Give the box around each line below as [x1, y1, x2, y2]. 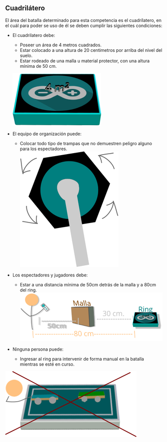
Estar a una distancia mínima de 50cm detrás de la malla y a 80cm [19, 281, 156, 287]
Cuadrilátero [5, 4, 45, 12]
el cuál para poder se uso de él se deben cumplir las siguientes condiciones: [5, 22, 163, 28]
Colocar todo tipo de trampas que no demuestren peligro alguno [19, 140, 152, 146]
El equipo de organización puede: [12, 131, 82, 137]
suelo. [19, 52, 33, 58]
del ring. [19, 287, 37, 293]
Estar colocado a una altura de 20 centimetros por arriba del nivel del [19, 47, 163, 53]
